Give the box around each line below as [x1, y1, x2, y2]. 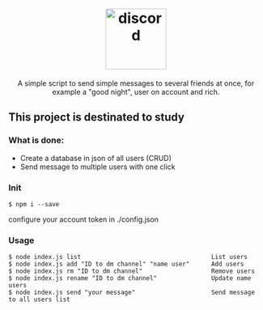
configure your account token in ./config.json [8, 214, 159, 224]
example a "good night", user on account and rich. [52, 87, 220, 96]
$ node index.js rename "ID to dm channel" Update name [8, 274, 252, 282]
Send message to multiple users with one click [19, 162, 176, 172]
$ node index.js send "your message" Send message [8, 288, 255, 297]
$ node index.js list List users [8, 253, 248, 261]
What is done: [8, 134, 65, 146]
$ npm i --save [8, 200, 60, 208]
